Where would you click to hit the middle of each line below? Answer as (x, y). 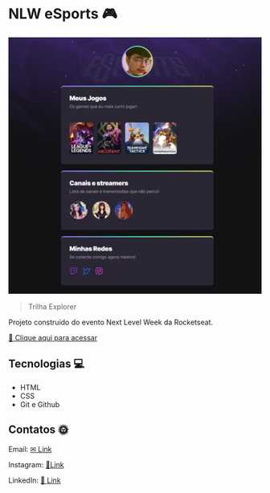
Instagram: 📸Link (36, 464)
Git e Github (40, 404)
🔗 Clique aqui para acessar (53, 337)
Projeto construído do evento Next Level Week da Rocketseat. (111, 322)
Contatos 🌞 (39, 430)
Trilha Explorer (52, 306)
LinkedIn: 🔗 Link (35, 480)
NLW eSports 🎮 (63, 14)
